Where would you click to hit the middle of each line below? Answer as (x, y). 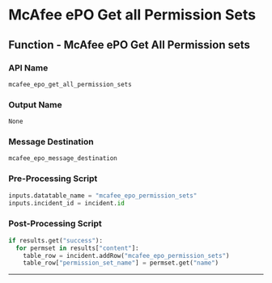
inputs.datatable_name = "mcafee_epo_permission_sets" (103, 196)
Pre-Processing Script (53, 179)
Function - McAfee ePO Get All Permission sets (130, 45)
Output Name (35, 104)
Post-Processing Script (55, 224)
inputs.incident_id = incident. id (67, 203)
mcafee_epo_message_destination (63, 158)
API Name (28, 68)
